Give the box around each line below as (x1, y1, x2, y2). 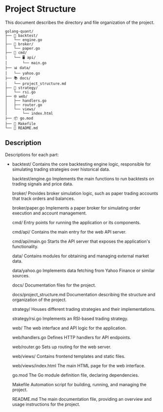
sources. (12, 272, 30, 278)
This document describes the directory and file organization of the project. (5, 19, 155, 25)
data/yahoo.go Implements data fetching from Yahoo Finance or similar (12, 268, 155, 273)
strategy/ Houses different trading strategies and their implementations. (12, 306, 156, 312)
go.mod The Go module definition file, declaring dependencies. (12, 372, 140, 378)
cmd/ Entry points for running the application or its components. (12, 219, 141, 225)
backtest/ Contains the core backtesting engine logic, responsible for (12, 161, 151, 167)
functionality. (12, 243, 38, 249)
